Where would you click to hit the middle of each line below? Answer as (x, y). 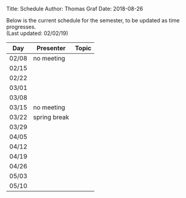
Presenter (51, 48)
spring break (51, 117)
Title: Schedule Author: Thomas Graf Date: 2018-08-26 (75, 9)
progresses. (21, 27)
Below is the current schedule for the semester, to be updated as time (93, 20)
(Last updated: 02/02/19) (37, 33)
